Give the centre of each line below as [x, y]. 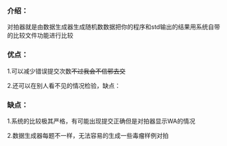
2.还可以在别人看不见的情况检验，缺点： [64, 85]
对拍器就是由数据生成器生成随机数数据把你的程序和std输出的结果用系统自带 [114, 27]
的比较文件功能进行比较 [40, 35]
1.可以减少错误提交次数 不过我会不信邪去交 [66, 71]
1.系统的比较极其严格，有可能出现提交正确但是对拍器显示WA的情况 [101, 121]
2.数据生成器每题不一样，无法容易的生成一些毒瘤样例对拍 [88, 135]
